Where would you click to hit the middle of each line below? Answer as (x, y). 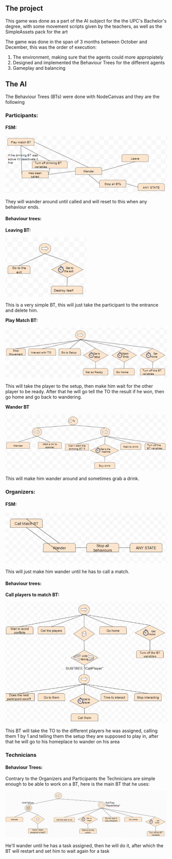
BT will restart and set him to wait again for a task (58, 851)
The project (24, 8)
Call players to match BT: (33, 595)
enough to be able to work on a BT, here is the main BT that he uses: (78, 784)
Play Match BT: (22, 320)
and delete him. (22, 311)
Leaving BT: (18, 230)
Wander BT (17, 407)
